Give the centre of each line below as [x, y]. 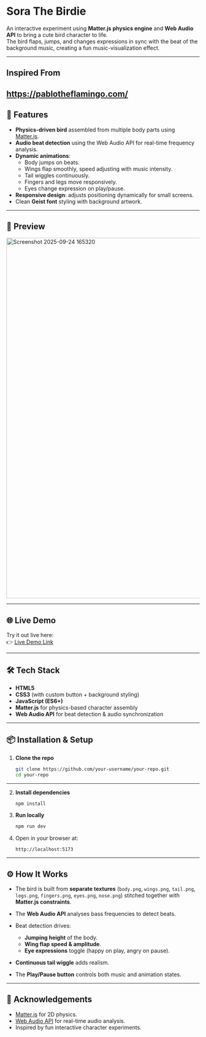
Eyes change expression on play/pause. [74, 188]
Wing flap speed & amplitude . [63, 944]
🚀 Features [27, 115]
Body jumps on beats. [52, 162]
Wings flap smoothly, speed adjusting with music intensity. [98, 169]
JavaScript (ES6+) [39, 701]
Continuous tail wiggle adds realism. [62, 963]
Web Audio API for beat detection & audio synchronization [89, 714]
